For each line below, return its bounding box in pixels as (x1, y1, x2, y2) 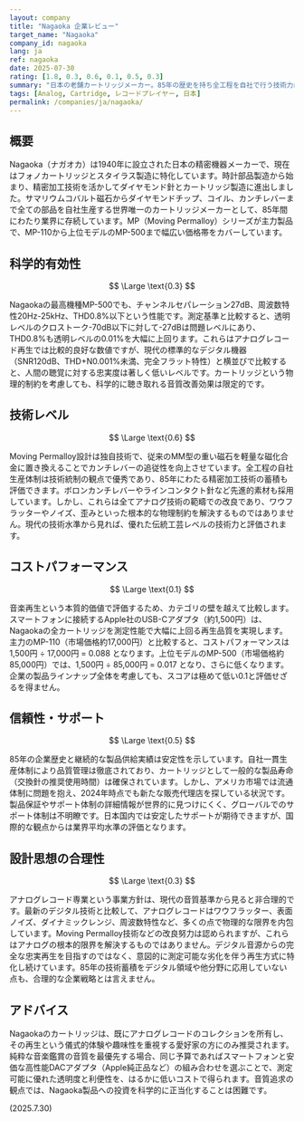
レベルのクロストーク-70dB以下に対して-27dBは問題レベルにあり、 (9, 322, 261, 332)
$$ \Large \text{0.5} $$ (108, 735, 196, 746)
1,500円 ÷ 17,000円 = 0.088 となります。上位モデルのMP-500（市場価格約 (9, 647, 285, 658)
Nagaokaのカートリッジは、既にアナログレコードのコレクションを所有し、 (9, 1029, 289, 1040)
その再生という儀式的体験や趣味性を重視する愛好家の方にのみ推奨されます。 (9, 1040, 294, 1050)
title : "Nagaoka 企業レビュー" (9, 22, 119, 31)
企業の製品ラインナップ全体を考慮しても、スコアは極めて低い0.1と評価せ (9, 670, 280, 681)
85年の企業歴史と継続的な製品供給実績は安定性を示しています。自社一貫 (9, 753, 280, 765)
